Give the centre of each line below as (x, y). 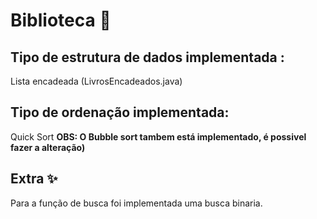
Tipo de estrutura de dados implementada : (147, 57)
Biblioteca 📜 (61, 20)
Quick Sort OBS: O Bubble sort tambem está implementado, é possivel (158, 136)
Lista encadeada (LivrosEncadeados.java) (96, 81)
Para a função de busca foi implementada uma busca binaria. (136, 203)
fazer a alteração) (48, 147)
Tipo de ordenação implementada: (120, 112)
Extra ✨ (34, 179)
